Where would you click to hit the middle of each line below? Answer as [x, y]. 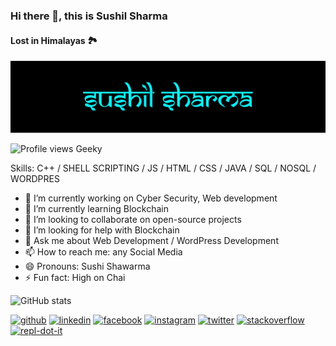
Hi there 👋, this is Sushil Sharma [89, 16]
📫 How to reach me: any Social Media [103, 252]
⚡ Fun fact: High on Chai [75, 278]
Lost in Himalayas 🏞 [54, 40]
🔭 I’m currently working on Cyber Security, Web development [151, 198]
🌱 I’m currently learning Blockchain [96, 209]
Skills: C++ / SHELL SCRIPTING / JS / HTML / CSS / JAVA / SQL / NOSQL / [163, 168]
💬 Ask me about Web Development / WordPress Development [151, 241]
